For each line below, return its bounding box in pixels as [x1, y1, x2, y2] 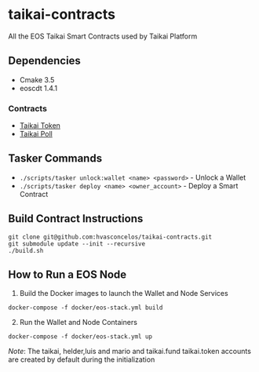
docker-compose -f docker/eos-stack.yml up [8, 333, 153, 341]
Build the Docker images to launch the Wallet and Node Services [19, 289, 229, 298]
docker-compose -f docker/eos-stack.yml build [8, 304, 163, 312]
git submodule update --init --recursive [8, 239, 146, 248]
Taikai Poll [19, 129, 53, 139]
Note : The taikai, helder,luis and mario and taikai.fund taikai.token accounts [8, 347, 251, 356]
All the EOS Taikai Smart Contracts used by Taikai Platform [8, 31, 198, 41]
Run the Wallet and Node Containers [19, 318, 137, 327]
